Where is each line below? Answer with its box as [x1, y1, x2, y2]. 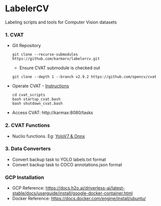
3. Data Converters [5, 145, 51, 152]
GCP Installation [5, 174, 44, 180]
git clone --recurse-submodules [12, 52, 78, 57]
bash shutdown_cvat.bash [12, 101, 63, 106]
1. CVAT [5, 31, 24, 38]
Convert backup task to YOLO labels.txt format [12, 156, 106, 162]
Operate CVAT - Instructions [12, 83, 69, 89]
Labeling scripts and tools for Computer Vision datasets [5, 19, 117, 25]
